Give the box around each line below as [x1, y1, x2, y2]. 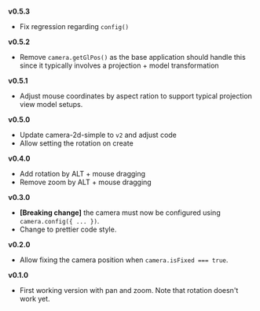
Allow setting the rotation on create [19, 139, 134, 148]
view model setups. [19, 100, 83, 109]
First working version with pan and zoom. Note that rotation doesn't [19, 286, 239, 294]
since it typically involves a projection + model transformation [19, 61, 219, 70]
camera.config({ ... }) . [19, 217, 100, 225]
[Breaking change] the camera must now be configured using [19, 208, 222, 217]
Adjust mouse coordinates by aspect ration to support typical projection [19, 91, 253, 101]
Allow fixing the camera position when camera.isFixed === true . [19, 255, 229, 265]
